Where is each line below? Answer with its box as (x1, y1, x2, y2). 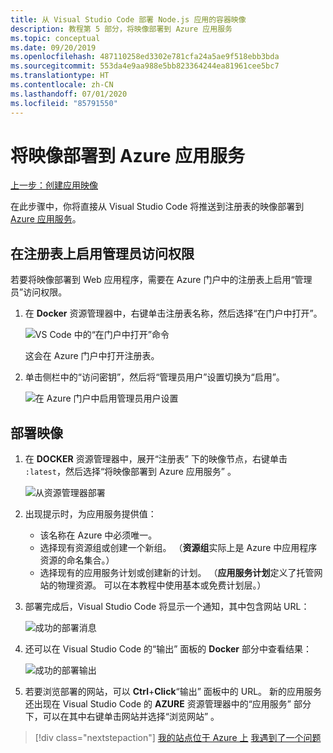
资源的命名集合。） (39, 554, 115, 566)
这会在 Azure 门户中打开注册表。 (24, 350, 160, 362)
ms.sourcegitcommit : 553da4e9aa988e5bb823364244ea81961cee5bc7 (10, 61, 280, 71)
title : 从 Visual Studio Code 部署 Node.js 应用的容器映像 (10, 14, 247, 25)
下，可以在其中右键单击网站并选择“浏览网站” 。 (24, 711, 220, 723)
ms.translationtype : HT (10, 71, 110, 81)
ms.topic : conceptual (10, 33, 101, 43)
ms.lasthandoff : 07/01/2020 (10, 89, 128, 99)
